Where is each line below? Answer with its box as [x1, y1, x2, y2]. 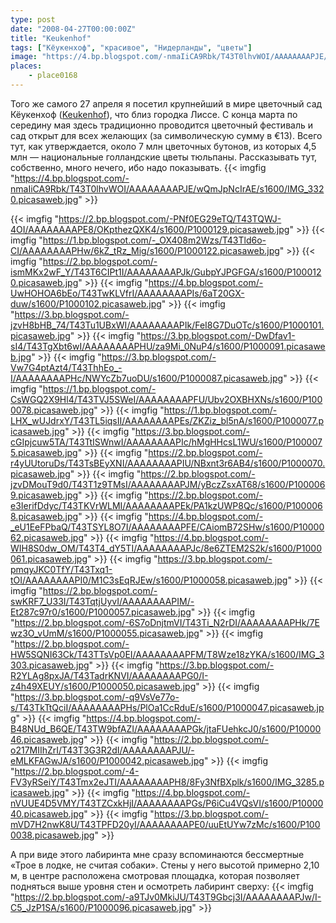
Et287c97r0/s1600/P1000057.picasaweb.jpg [10, 606, 192, 618]
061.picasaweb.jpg [10, 552, 88, 565]
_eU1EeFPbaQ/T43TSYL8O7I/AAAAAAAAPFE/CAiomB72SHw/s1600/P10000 [10, 521, 325, 533]
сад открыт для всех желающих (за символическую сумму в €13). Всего [10, 129, 323, 141]
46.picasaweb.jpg [10, 733, 85, 745]
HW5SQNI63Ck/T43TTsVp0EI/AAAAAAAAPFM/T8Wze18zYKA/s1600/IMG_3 [10, 648, 325, 660]
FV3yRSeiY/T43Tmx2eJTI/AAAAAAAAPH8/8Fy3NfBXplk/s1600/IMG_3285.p [10, 776, 325, 788]
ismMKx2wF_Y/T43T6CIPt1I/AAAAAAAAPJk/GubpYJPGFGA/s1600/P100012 [10, 266, 322, 278]
